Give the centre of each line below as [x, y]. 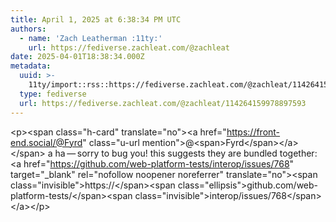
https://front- [253, 132]
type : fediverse [53, 94]
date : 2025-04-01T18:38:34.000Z [77, 57]
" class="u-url [111, 142]
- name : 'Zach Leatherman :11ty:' [91, 38]
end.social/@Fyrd [46, 142]
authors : [28, 29]
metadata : [31, 66]
